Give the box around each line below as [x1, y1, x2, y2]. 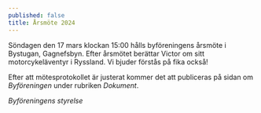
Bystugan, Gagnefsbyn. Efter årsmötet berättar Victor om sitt [8, 49, 204, 58]
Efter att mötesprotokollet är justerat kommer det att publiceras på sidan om [8, 72, 254, 82]
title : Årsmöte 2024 [8, 19, 76, 27]
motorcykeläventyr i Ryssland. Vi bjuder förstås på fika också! [8, 56, 208, 67]
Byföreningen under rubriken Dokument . [8, 80, 139, 90]
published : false [8, 11, 65, 20]
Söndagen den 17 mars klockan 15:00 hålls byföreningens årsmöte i [8, 40, 226, 49]
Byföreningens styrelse [8, 96, 83, 105]
